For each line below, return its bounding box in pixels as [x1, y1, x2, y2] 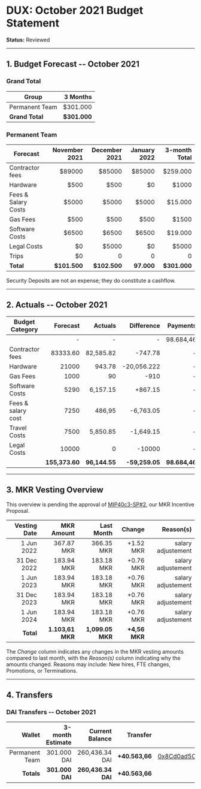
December [92, 146, 123, 154]
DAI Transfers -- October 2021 [6, 708, 96, 716]
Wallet [22, 731, 41, 739]
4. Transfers [6, 690, 53, 700]
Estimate [45, 738, 72, 746]
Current [89, 727, 112, 736]
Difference [129, 321, 160, 329]
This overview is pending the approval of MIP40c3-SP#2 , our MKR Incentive [6, 501, 194, 508]
